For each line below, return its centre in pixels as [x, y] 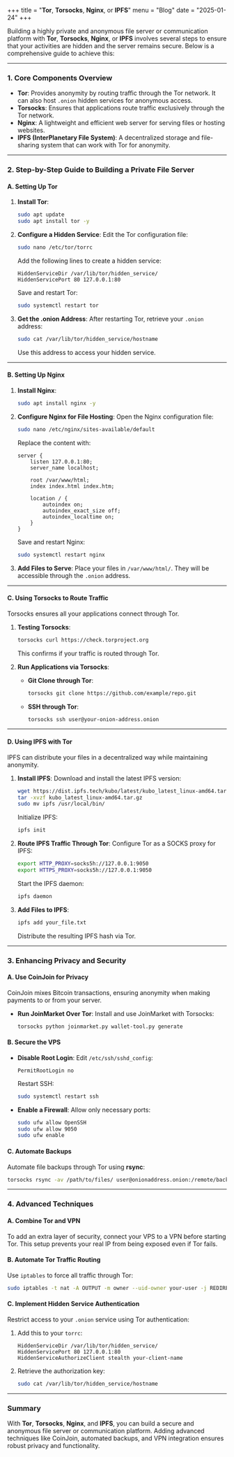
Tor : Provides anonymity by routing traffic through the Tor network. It [116, 93]
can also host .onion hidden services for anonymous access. [105, 101]
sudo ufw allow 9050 [47, 1129]
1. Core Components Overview [60, 78]
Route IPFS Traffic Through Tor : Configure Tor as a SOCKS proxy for [116, 843]
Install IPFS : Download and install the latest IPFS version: [99, 778]
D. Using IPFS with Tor [40, 742]
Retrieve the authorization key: [61, 1371]
